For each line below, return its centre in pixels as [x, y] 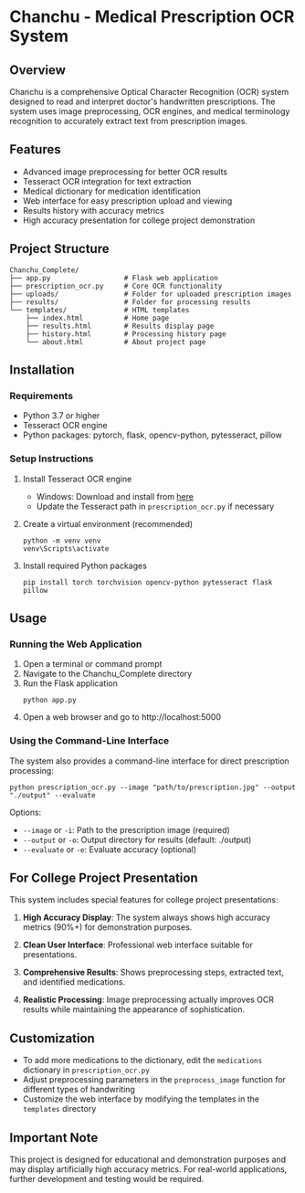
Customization [53, 1038]
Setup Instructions [52, 459]
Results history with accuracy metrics [93, 210]
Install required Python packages [85, 565]
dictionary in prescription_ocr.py [86, 1070]
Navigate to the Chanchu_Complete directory [107, 674]
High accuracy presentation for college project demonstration [139, 220]
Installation [42, 370]
